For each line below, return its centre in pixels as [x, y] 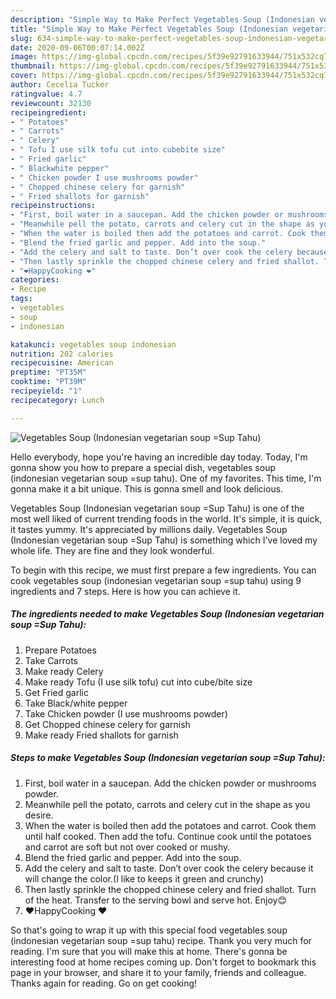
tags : [21, 299]
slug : [21, 38]
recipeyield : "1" [46, 391]
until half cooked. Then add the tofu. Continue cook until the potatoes [168, 836]
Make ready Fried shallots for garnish [101, 735]
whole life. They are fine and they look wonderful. [112, 550]
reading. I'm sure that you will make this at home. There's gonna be [149, 951]
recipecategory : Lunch [57, 400]
